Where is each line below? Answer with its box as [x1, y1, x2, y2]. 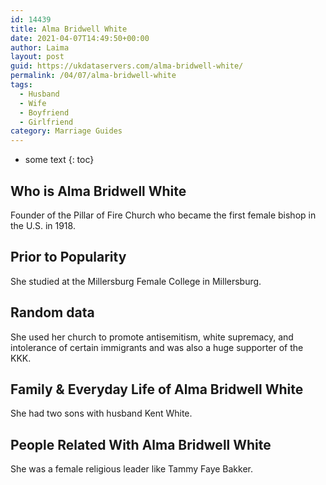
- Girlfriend [19, 117, 74, 127]
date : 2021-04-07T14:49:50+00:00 [10, 33, 150, 43]
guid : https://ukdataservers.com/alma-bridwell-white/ [10, 61, 244, 71]
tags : [10, 80, 33, 90]
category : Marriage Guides [10, 126, 123, 136]
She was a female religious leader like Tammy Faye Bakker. [10, 463, 253, 475]
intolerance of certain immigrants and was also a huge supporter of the [10, 341, 304, 353]
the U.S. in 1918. [10, 219, 76, 231]
